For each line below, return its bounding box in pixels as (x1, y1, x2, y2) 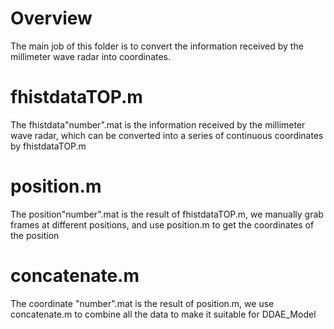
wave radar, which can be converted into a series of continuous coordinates (10, 129, 324, 141)
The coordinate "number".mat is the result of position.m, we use (10, 297, 275, 309)
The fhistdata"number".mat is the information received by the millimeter (10, 118, 306, 131)
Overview (10, 7, 93, 30)
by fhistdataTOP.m (10, 140, 87, 152)
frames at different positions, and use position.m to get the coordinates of (10, 218, 315, 231)
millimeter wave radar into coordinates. (10, 50, 172, 62)
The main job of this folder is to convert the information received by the (10, 40, 304, 52)
